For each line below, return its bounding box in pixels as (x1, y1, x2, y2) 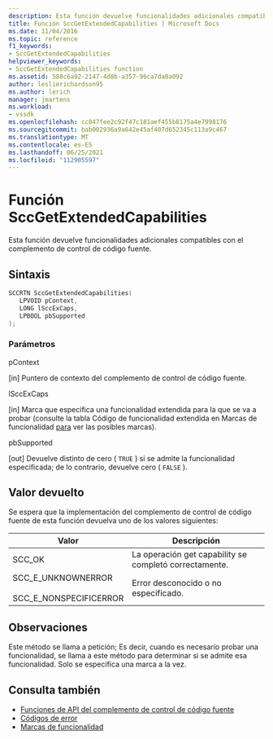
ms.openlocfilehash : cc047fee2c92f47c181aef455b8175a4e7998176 (8, 118, 227, 126)
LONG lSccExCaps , (19, 304, 79, 312)
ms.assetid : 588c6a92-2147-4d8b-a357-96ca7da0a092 (8, 73, 184, 81)
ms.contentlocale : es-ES (8, 140, 93, 149)
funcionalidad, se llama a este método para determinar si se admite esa (8, 651, 248, 661)
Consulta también (8, 683, 101, 697)
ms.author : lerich (8, 87, 71, 96)
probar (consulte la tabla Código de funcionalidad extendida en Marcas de (8, 413, 258, 423)
